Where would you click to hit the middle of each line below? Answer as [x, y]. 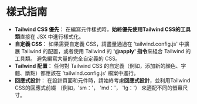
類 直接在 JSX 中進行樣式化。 [49, 36]
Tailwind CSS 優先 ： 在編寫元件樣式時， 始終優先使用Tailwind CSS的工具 [103, 29]
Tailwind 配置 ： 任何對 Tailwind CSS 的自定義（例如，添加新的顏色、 [98, 65]
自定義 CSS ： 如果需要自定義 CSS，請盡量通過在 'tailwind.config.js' [96, 44]
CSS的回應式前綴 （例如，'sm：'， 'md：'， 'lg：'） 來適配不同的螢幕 [98, 88]
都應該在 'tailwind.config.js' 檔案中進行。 [89, 73]
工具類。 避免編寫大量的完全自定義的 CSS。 [67, 58]
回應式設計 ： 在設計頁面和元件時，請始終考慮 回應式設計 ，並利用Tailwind [102, 80]
